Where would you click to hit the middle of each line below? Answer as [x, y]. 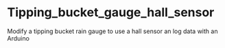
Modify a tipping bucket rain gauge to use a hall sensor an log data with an [113, 31]
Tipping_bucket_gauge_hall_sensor [111, 13]
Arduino [18, 38]
